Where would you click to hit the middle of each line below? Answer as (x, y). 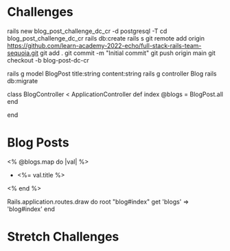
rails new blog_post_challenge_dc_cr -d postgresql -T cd (87, 31)
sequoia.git (23, 53)
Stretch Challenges (63, 237)
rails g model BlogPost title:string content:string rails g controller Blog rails (112, 74)
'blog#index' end (31, 209)
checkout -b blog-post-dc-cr (48, 60)
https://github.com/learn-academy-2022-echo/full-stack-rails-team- (104, 45)
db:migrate (23, 80)
